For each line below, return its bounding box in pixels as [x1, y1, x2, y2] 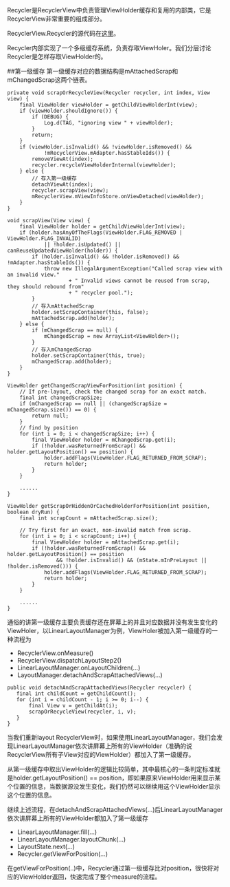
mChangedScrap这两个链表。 [7, 76, 91, 84]
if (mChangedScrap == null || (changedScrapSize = [19, 400, 168, 407]
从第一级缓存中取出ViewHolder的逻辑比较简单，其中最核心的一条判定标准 [7, 765, 215, 773]
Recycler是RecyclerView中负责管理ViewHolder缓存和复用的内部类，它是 [7, 6, 211, 14]
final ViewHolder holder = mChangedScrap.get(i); [32, 436, 176, 443]
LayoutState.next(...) [16, 842, 76, 851]
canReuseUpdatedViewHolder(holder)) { [7, 247, 118, 254]
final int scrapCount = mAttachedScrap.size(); [19, 515, 158, 522]
